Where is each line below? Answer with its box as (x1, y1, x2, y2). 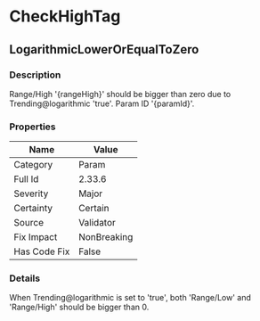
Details (9, 272, 41, 284)
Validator (78, 217, 116, 229)
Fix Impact (13, 231, 58, 243)
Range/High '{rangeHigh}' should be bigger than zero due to (9, 88, 232, 99)
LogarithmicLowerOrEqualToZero (9, 42, 199, 57)
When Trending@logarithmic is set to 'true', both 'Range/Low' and (9, 292, 252, 303)
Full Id (13, 173, 39, 185)
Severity (13, 187, 49, 200)
